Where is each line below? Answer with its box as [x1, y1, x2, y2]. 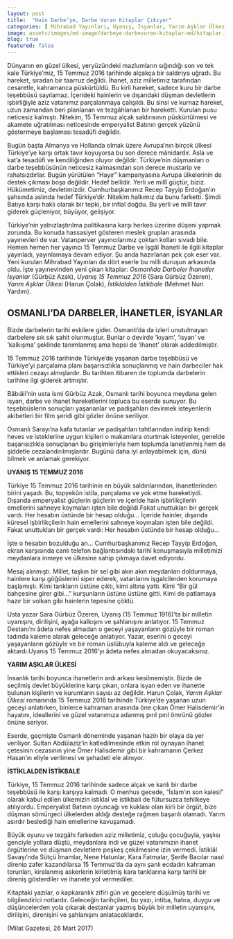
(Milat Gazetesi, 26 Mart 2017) [7, 924, 94, 932]
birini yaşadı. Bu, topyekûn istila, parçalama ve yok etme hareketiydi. [7, 488, 202, 497]
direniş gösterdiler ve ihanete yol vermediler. [7, 875, 135, 883]
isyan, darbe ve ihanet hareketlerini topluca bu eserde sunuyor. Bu [7, 397, 197, 405]
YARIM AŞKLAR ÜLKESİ [7, 660, 77, 669]
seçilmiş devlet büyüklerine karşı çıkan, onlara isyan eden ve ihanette [7, 681, 205, 689]
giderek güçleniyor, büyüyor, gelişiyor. [7, 207, 116, 216]
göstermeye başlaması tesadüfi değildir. [7, 128, 121, 136]
